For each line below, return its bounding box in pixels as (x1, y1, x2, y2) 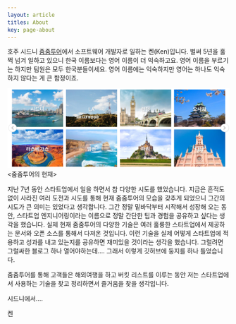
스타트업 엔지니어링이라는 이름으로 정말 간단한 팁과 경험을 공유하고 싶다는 (16, 212, 218, 220)
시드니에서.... (7, 294, 44, 303)
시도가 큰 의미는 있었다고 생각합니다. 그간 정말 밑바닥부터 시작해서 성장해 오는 (7, 203, 220, 211)
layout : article (7, 11, 55, 18)
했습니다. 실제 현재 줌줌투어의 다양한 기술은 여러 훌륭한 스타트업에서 (20, 220, 206, 229)
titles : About (7, 18, 49, 26)
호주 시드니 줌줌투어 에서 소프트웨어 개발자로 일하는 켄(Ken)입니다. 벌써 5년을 (7, 47, 218, 56)
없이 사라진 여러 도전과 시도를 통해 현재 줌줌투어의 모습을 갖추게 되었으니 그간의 (7, 194, 225, 202)
